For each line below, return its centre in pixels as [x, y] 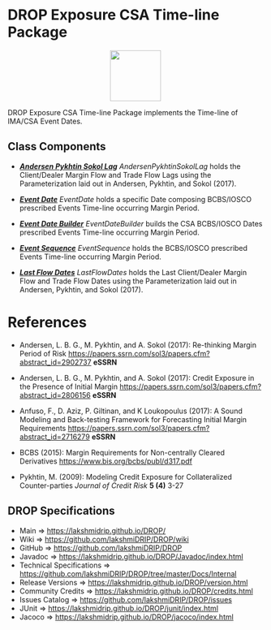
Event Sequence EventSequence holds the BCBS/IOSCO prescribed [133, 248]
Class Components [57, 147]
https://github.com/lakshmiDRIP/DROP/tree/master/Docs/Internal [128, 573]
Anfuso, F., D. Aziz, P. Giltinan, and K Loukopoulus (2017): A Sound [131, 411]
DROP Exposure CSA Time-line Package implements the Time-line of [123, 112]
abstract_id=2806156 [55, 395]
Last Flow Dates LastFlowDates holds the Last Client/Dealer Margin [133, 272]
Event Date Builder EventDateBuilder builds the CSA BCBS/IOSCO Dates [141, 223]
